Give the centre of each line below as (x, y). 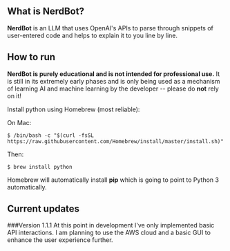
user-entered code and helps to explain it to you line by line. (93, 35)
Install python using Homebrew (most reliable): (74, 109)
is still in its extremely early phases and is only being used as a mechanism (114, 81)
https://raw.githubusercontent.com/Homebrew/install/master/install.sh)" (116, 141)
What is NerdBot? (46, 11)
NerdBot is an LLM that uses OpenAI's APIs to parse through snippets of (111, 28)
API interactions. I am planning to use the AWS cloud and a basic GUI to (109, 233)
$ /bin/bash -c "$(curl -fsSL (51, 135)
